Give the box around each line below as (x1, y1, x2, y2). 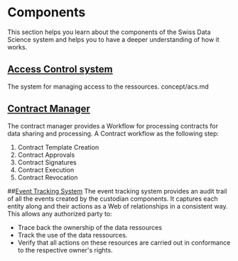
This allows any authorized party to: (7, 209, 112, 218)
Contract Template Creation (17, 143, 99, 151)
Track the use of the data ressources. (17, 231, 128, 239)
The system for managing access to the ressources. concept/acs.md (7, 82, 210, 91)
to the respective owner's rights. (17, 245, 113, 254)
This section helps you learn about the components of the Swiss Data (7, 28, 211, 36)
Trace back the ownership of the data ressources (17, 223, 162, 231)
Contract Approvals (17, 150, 75, 159)
